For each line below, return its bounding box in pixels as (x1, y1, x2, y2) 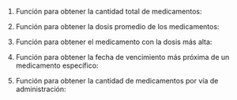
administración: (15, 84, 66, 94)
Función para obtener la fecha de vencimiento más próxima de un (15, 53, 230, 61)
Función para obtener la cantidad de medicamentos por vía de (15, 76, 219, 85)
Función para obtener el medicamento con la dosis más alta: (15, 37, 213, 46)
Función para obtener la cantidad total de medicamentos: (15, 7, 203, 16)
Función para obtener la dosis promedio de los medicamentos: (15, 22, 220, 31)
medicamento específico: (15, 61, 99, 70)
